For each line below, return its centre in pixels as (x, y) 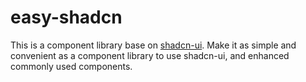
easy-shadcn (66, 17)
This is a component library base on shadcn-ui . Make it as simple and (153, 45)
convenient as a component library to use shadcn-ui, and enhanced (150, 55)
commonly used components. (71, 66)
